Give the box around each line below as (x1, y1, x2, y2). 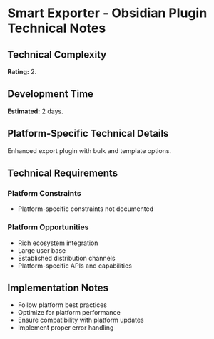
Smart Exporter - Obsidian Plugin (7, 5, 208, 21)
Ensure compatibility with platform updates (17, 315, 144, 325)
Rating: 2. (7, 68, 37, 75)
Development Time (7, 88, 94, 100)
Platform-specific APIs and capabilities (17, 261, 132, 270)
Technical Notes (7, 20, 106, 36)
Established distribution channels (17, 254, 116, 262)
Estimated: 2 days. (7, 107, 63, 115)
